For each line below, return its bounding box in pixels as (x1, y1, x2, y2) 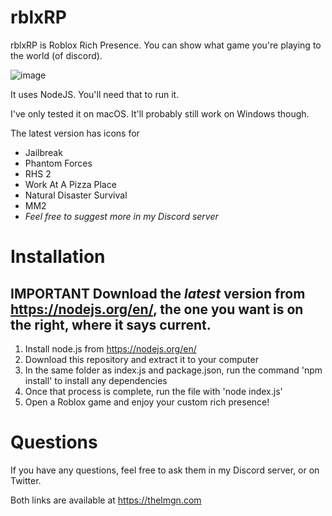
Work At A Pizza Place (24, 178, 117, 190)
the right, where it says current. (10, 316, 212, 333)
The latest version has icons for (10, 127, 140, 139)
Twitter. (10, 474, 42, 486)
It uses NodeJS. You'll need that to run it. (10, 88, 180, 100)
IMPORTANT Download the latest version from (10, 285, 306, 302)
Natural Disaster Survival (24, 189, 128, 201)
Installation (10, 246, 106, 268)
